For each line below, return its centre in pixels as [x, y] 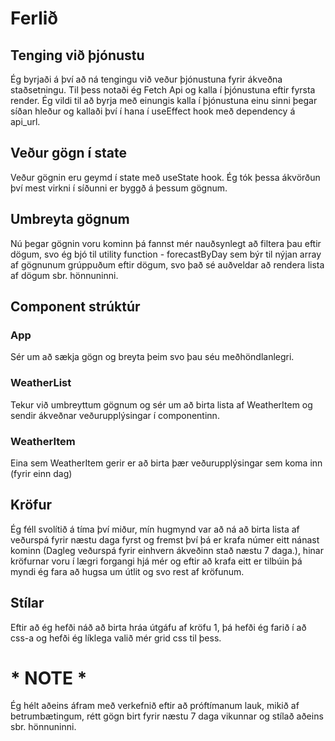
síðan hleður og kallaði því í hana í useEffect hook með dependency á [153, 111]
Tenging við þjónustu [77, 55]
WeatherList [41, 383]
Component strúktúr [75, 307]
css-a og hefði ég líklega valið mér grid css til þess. [116, 638]
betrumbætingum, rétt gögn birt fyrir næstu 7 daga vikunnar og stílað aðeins [167, 716]
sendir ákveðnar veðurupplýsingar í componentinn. [115, 415]
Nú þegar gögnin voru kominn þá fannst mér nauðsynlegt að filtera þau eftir [166, 243]
